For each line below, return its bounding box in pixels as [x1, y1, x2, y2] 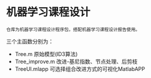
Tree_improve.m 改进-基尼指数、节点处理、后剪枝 [14, 58, 138, 65]
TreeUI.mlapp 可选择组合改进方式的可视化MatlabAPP [14, 65, 146, 72]
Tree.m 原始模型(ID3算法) [14, 50, 78, 57]
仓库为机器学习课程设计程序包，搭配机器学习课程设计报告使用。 [6, 26, 140, 33]
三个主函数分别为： [6, 38, 54, 45]
